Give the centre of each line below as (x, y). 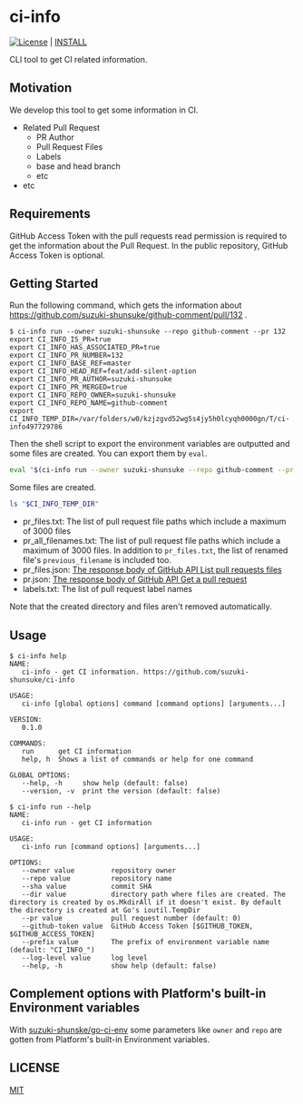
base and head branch (78, 166)
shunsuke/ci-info (42, 680)
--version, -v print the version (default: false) (121, 791)
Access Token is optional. (58, 255)
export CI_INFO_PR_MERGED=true (68, 388)
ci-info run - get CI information (87, 823)
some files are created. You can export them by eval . (108, 453)
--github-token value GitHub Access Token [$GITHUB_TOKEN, (137, 926)
